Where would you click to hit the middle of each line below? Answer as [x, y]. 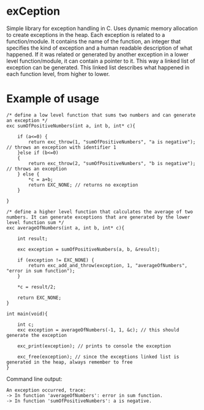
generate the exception [37, 335]
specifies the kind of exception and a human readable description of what [100, 48]
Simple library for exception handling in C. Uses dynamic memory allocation [102, 28]
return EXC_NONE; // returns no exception [83, 185]
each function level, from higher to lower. [58, 74]
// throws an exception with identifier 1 [61, 147]
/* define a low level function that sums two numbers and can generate [101, 115]
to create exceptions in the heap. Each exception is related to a [86, 34]
